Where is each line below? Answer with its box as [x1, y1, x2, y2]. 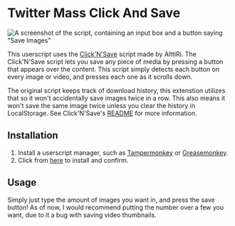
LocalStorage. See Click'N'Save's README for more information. [7, 109, 197, 117]
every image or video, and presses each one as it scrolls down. [7, 72, 193, 81]
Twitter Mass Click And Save [7, 5, 181, 21]
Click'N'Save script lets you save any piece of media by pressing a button [7, 57, 224, 65]
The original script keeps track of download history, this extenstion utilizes [7, 86, 226, 95]
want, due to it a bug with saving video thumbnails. [7, 210, 157, 219]
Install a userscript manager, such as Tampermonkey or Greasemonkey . [17, 148, 229, 157]
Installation [7, 129, 58, 141]
